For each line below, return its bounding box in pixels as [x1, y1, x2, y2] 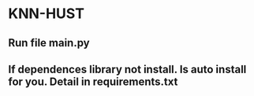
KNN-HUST [8, 5, 85, 23]
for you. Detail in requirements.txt [8, 75, 178, 88]
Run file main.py [8, 36, 90, 50]
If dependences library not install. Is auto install [8, 62, 247, 76]
